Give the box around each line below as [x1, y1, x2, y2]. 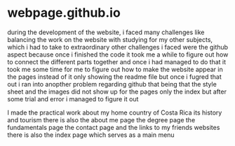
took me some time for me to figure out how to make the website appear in [7, 65, 223, 73]
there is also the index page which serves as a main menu [7, 131, 175, 139]
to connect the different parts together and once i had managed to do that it [7, 57, 227, 66]
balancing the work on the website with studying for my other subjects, [7, 35, 213, 43]
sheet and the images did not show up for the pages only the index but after [7, 87, 227, 96]
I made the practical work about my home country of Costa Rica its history [7, 108, 222, 117]
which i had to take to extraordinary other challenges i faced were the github [7, 43, 229, 51]
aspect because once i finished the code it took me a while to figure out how [7, 50, 229, 59]
